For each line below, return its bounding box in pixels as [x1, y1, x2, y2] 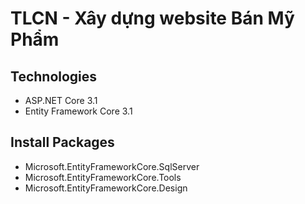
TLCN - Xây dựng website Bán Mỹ [10, 7, 295, 30]
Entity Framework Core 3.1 [24, 105, 133, 117]
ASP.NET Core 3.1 [24, 95, 98, 106]
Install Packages [10, 134, 115, 151]
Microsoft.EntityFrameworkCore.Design [24, 182, 188, 194]
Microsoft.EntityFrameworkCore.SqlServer [24, 160, 200, 172]
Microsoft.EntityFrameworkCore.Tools [24, 171, 182, 183]
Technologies [10, 68, 98, 85]
